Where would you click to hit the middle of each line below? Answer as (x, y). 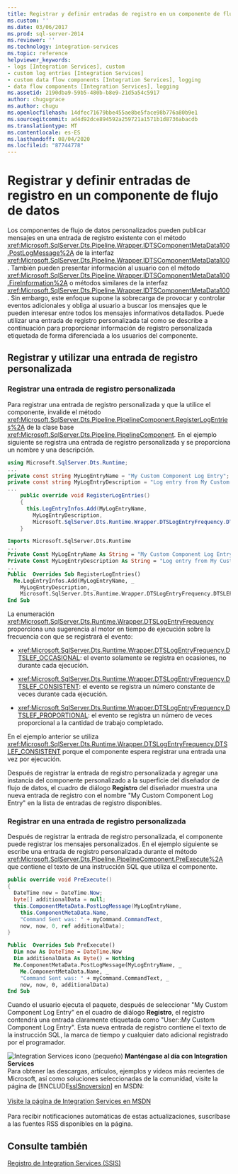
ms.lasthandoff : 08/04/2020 (49, 139)
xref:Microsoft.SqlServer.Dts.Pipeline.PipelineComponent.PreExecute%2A (115, 859)
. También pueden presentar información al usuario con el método (102, 268)
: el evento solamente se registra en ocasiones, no (153, 658)
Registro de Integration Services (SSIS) (64, 1163)
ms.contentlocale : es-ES (44, 132)
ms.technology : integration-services (63, 47)
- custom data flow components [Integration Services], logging (104, 80)
